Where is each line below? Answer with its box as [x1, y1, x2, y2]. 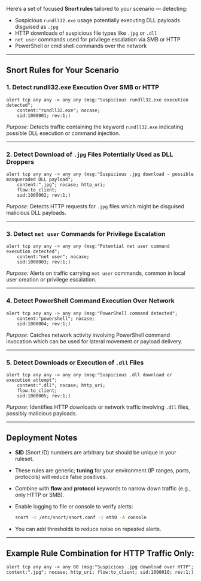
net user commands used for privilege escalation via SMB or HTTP [14, 36, 181, 43]
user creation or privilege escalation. [6, 276, 97, 283]
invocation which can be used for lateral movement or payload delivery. [6, 337, 182, 345]
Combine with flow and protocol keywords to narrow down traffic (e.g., [14, 484, 191, 492]
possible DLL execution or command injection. [6, 129, 121, 137]
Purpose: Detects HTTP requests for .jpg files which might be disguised [6, 202, 184, 209]
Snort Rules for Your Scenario [6, 65, 120, 76]
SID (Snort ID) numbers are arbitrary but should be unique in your [14, 448, 176, 456]
